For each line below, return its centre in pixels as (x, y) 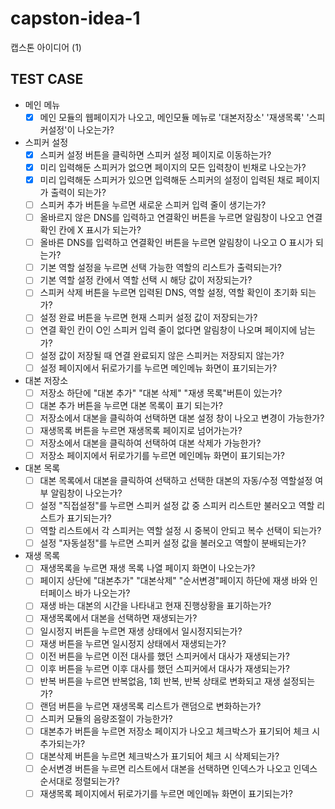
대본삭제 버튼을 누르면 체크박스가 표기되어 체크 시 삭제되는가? (159, 756)
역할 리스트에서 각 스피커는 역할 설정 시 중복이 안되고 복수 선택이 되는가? (180, 531)
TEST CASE (47, 79)
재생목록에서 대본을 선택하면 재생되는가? (118, 618)
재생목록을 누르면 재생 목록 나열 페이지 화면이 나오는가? (147, 568)
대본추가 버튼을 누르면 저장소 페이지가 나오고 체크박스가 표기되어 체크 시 (180, 731)
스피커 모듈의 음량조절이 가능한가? (106, 718)
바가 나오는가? (102, 593)
